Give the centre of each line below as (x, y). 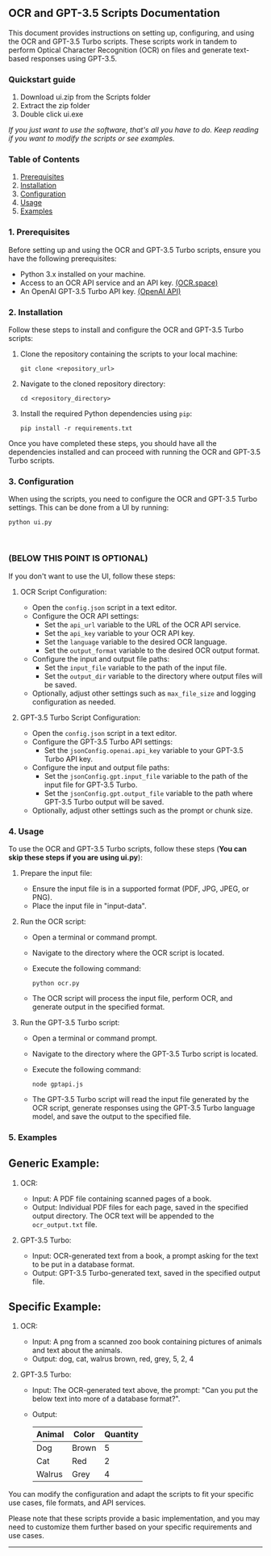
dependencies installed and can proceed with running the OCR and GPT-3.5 (134, 452)
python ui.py (30, 523)
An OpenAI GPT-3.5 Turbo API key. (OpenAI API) (100, 291)
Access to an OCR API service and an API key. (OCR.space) (119, 283)
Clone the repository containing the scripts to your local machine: (129, 354)
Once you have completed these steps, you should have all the (113, 443)
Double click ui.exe (52, 114)
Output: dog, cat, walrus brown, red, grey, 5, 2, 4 (113, 1359)
